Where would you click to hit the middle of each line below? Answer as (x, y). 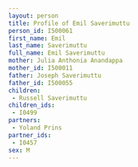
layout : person (34, 16)
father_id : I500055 (41, 83)
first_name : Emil (37, 38)
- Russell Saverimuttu (49, 98)
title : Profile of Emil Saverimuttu (69, 23)
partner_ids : (30, 135)
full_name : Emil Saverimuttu (57, 53)
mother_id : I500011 (41, 68)
